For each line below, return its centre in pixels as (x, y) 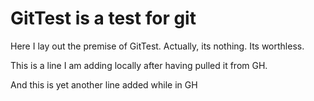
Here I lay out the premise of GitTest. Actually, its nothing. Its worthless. (157, 46)
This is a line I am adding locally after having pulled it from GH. (139, 65)
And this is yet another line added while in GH (104, 84)
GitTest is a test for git (103, 18)
